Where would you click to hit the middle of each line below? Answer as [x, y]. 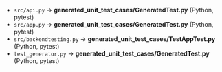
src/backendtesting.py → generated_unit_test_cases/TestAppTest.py [114, 39]
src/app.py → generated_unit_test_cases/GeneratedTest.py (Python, [114, 24]
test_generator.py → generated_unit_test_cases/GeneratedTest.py [111, 53]
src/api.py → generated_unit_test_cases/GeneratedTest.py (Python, [114, 10]
